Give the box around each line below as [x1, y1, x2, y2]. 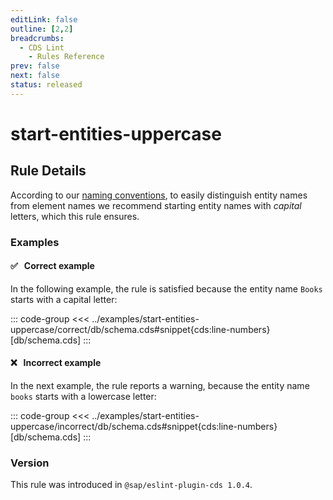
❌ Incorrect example [10, 357, 102, 369]
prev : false [10, 61, 60, 71]
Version [10, 456, 50, 470]
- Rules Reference [28, 52, 105, 62]
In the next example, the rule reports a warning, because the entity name [10, 380, 310, 392]
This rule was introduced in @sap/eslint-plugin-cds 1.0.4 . [10, 479, 253, 491]
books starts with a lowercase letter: [10, 391, 157, 403]
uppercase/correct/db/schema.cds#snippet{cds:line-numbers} [10, 323, 271, 335]
